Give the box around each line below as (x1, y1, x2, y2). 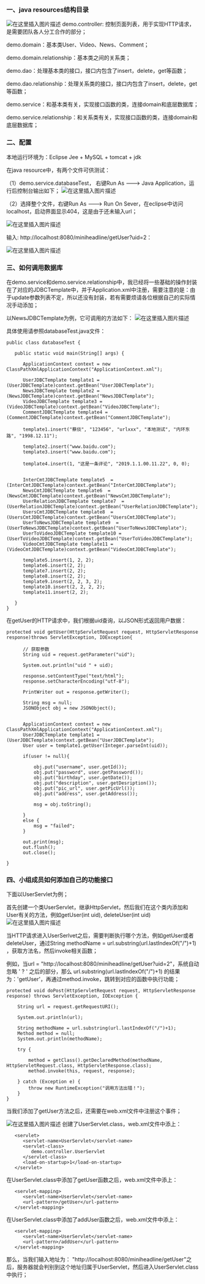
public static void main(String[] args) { (14, 350, 124, 356)
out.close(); (22, 849, 56, 856)
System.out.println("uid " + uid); (22, 662, 114, 668)
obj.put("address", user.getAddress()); (33, 790, 138, 796)
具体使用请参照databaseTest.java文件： (6, 327, 106, 335)
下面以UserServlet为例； (6, 891, 69, 898)
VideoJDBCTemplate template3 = (22, 398, 103, 404)
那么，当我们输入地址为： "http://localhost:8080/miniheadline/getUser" (6, 1256, 187, 1263)
